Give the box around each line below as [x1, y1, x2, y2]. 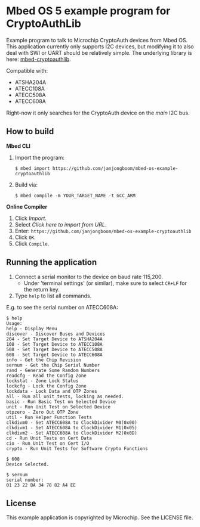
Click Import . [14, 215, 47, 222]
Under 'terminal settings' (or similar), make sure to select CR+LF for [23, 279, 187, 287]
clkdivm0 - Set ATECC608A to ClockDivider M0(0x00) [6, 419, 137, 426]
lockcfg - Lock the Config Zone [6, 383, 87, 389]
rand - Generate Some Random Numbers [6, 367, 100, 373]
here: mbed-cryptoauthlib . [6, 55, 71, 63]
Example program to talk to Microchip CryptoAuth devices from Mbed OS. [6, 36, 188, 44]
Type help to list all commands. [14, 292, 92, 299]
